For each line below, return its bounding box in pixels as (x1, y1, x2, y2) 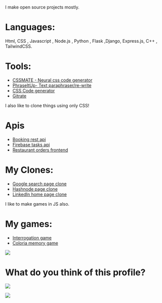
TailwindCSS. (5, 43, 32, 49)
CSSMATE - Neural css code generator (12, 77, 93, 83)
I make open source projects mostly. (5, 4, 80, 10)
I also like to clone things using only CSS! (5, 102, 89, 108)
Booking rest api (12, 136, 46, 142)
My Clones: (5, 164, 54, 175)
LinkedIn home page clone (12, 191, 67, 197)
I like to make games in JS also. (5, 201, 70, 207)
